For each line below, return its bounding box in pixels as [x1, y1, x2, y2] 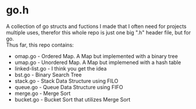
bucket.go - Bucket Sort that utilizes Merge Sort [14, 96, 131, 103]
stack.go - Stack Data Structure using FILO [14, 77, 119, 85]
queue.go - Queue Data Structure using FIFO [14, 83, 123, 90]
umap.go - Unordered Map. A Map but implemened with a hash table [14, 59, 181, 66]
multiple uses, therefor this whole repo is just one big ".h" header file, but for [6, 29, 191, 36]
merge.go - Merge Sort [14, 90, 71, 97]
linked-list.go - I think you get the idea [14, 65, 107, 72]
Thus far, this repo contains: [6, 41, 75, 48]
